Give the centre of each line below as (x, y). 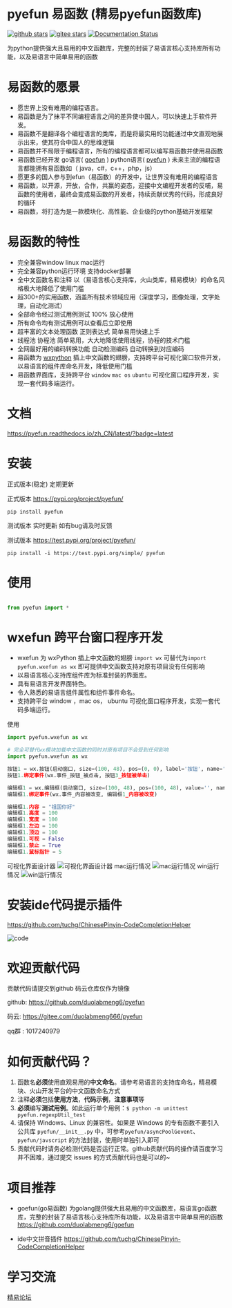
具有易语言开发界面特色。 (54, 684)
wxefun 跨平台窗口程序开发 (85, 637)
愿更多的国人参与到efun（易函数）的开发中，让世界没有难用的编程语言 (117, 176)
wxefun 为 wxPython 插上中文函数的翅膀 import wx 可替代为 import (112, 658)
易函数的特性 (44, 242)
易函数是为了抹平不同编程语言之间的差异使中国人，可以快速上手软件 (114, 116)
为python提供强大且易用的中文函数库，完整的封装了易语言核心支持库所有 (111, 48)
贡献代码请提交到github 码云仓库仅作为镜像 (68, 989)
